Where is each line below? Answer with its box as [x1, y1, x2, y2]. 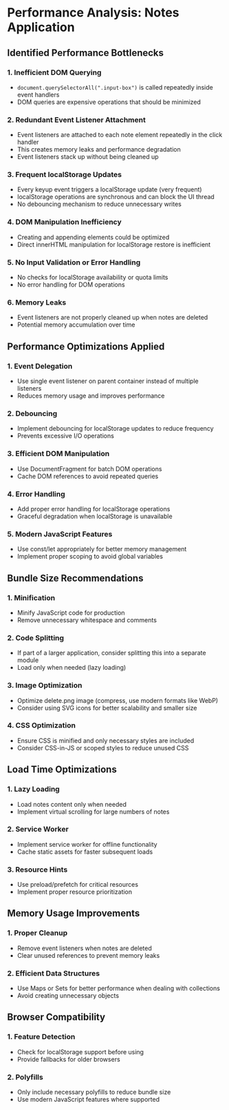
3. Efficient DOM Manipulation [7, 449, 110, 459]
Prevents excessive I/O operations [17, 432, 115, 440]
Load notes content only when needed [17, 800, 127, 808]
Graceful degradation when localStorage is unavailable [17, 512, 173, 520]
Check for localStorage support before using [17, 1047, 144, 1056]
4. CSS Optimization [7, 721, 76, 730]
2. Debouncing [7, 409, 57, 418]
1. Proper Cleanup [7, 928, 67, 938]
